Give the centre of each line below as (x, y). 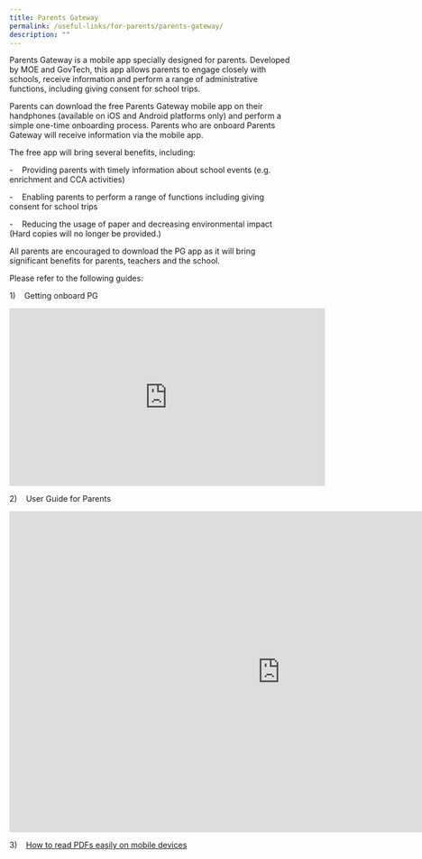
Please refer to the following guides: (77, 278)
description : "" (40, 34)
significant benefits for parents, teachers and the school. (115, 261)
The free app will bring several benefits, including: (102, 152)
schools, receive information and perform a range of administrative (134, 79)
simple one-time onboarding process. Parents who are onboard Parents (142, 125)
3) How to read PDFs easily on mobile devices (98, 845)
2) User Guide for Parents (60, 499)
